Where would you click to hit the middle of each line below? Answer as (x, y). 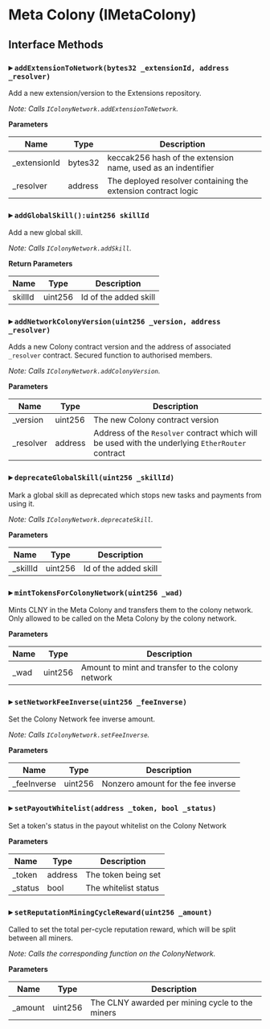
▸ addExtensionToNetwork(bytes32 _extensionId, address (119, 68)
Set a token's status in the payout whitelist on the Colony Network (117, 825)
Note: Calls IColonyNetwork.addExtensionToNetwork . (94, 108)
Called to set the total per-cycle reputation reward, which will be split (122, 929)
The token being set (123, 874)
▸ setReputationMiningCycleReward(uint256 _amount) (110, 911)
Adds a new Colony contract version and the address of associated (120, 347)
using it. (21, 503)
